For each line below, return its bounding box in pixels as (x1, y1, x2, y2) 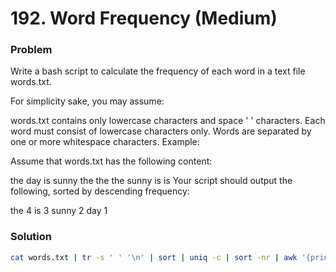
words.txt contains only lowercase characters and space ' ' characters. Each (10, 115, 326, 127)
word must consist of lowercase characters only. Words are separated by (10, 125, 312, 137)
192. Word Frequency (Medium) (10, 7, 278, 30)
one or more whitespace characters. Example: (10, 136, 200, 148)
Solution (10, 230, 53, 244)
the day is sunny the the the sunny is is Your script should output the (10, 175, 293, 187)
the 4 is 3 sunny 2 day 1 (10, 205, 108, 217)
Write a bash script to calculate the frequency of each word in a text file (10, 65, 306, 77)
